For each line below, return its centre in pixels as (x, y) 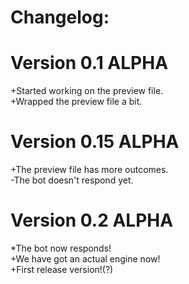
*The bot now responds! (61, 248)
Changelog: (60, 17)
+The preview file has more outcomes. (89, 170)
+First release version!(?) (62, 269)
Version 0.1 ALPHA (89, 63)
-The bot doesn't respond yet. (72, 180)
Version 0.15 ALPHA (95, 142)
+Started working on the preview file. (87, 91)
